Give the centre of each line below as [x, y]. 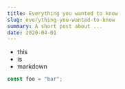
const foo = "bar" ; [35, 79]
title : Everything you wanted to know [62, 13]
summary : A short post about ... [55, 26]
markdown [32, 66]
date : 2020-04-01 [32, 33]
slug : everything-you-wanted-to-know [61, 20]
